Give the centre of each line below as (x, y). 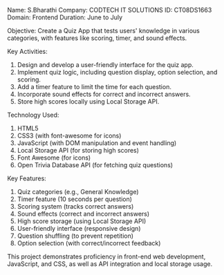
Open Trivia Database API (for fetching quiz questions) (95, 165)
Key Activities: (27, 51)
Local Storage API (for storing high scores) (78, 150)
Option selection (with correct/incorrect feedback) (89, 243)
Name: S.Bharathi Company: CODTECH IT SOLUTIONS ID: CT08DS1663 (110, 10)
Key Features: (27, 178)
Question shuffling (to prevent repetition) (75, 236)
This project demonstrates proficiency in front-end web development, (106, 256)
